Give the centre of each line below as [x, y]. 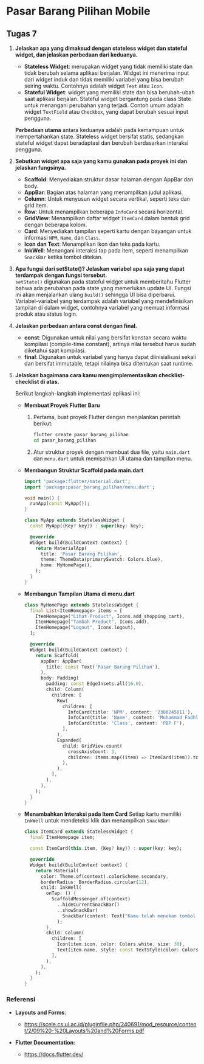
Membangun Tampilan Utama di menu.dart [79, 594]
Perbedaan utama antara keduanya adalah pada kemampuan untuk [100, 130]
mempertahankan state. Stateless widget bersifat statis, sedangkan [99, 136]
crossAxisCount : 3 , [92, 752]
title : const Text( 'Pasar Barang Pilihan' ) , [103, 667]
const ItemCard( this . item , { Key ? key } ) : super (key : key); [106, 849]
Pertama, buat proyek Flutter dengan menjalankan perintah [107, 417]
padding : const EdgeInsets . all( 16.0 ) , [95, 684]
